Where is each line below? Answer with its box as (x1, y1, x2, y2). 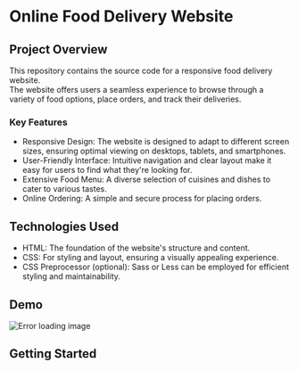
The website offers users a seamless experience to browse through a (9, 85, 264, 95)
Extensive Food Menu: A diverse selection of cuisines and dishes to (21, 174, 270, 185)
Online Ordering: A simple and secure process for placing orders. (21, 193, 262, 204)
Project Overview (9, 42, 108, 57)
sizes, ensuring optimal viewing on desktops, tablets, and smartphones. (21, 145, 286, 157)
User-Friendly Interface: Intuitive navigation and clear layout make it (21, 155, 272, 166)
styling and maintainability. (21, 271, 120, 282)
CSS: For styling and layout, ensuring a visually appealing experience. (21, 252, 279, 263)
